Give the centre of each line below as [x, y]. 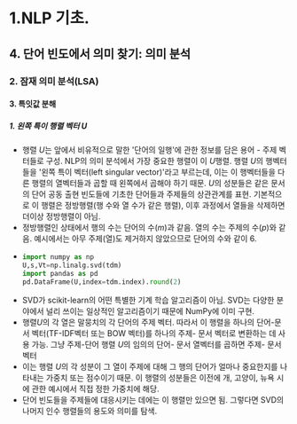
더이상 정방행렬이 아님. [61, 216]
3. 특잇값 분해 [33, 104]
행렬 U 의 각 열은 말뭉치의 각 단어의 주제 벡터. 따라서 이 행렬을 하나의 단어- [148, 322]
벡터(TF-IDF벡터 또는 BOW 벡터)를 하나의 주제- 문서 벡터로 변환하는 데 [154, 333]
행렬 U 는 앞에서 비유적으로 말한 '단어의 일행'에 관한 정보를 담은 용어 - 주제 [149, 150]
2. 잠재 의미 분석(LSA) [54, 81]
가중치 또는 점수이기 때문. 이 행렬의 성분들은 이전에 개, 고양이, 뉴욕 [160, 377]
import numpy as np [58, 257]
